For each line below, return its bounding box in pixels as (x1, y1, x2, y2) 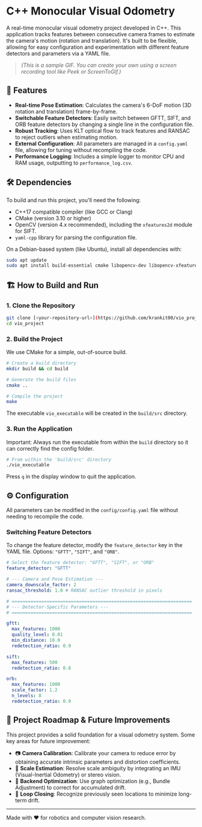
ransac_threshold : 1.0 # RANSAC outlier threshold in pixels (6, 587, 163, 594)
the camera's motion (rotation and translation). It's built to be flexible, (6, 37, 178, 44)
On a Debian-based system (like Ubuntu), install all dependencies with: (6, 246, 182, 253)
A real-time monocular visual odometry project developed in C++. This (6, 24, 182, 31)
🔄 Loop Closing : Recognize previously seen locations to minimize (14, 790, 177, 797)
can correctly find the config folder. (6, 445, 94, 452)
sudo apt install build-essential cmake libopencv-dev (6, 262, 147, 269)
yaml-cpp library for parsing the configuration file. (14, 233, 137, 241)
